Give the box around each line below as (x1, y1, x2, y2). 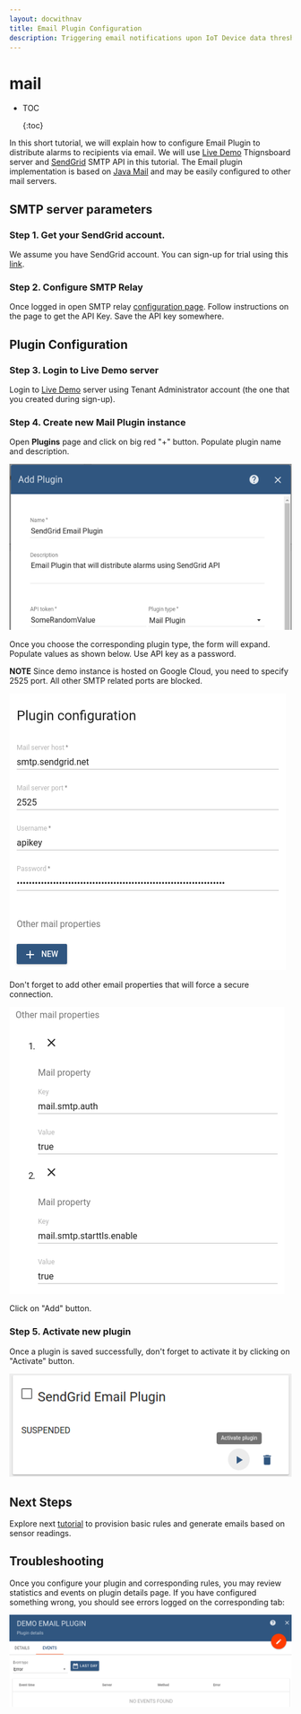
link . (9, 258, 25, 269)
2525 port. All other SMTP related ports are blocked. (9, 676, 203, 686)
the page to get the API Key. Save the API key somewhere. (9, 310, 225, 322)
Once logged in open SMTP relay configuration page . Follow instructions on (9, 302, 289, 312)
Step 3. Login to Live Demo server (9, 363, 159, 376)
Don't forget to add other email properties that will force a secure (9, 979, 249, 991)
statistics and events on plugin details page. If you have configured (9, 1587, 257, 1597)
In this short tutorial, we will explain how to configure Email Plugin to (9, 137, 261, 148)
